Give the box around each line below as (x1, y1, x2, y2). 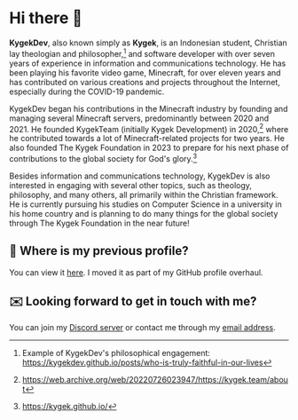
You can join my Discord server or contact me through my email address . (9, 321, 277, 332)
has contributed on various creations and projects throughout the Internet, (9, 76, 281, 87)
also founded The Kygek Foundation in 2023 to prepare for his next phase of (9, 142, 289, 154)
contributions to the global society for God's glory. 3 (9, 152, 198, 163)
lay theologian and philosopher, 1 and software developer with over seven (9, 46, 276, 59)
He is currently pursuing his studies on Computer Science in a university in (9, 199, 282, 210)
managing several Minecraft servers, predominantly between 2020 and (9, 113, 270, 123)
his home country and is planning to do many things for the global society (9, 208, 278, 218)
